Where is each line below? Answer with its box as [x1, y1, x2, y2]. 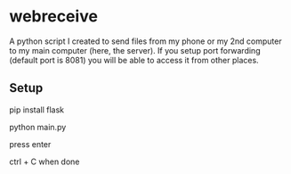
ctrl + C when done [9, 156, 80, 167]
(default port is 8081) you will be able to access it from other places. [9, 54, 260, 65]
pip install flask [9, 104, 65, 115]
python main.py [9, 121, 67, 132]
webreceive [9, 6, 98, 27]
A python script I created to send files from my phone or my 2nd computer [9, 36, 282, 46]
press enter [9, 138, 52, 149]
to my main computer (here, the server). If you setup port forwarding [9, 45, 261, 55]
